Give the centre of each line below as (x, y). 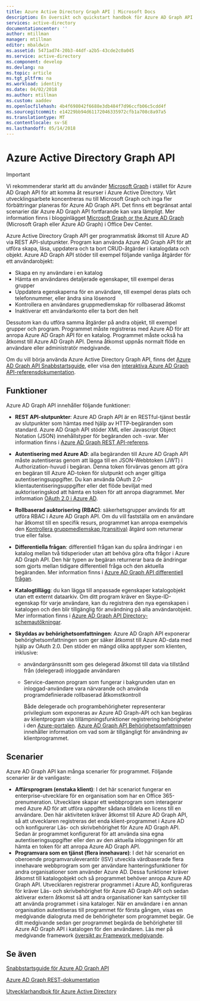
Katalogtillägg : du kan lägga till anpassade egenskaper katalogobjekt (100, 590)
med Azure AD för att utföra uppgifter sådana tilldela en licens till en (98, 808)
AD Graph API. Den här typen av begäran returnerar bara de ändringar (101, 559)
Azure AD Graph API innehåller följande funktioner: (68, 405)
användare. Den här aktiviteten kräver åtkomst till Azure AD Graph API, (101, 815)
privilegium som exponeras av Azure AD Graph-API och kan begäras (108, 712)
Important (18, 175)
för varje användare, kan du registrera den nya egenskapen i (115, 603)
